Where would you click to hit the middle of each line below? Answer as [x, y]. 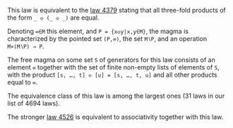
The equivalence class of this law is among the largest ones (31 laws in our [116, 96]
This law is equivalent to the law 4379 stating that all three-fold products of [116, 10]
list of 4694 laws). [34, 103]
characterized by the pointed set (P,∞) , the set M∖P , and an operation [107, 39]
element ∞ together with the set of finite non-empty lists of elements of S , [114, 67]
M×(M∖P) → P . [26, 46]
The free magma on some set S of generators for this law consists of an [111, 60]
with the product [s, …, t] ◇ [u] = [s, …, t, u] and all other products [112, 75]
